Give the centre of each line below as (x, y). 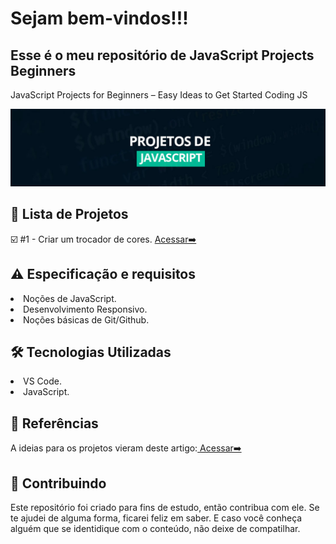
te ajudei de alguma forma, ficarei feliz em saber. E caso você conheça (156, 518)
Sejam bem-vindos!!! (99, 18)
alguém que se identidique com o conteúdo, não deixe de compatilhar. (155, 529)
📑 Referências (54, 423)
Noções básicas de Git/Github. (86, 319)
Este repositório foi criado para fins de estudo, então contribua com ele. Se (165, 508)
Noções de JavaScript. (70, 298)
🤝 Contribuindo (58, 483)
